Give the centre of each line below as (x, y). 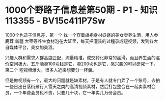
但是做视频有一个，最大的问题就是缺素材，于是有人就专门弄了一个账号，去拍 (82, 80)
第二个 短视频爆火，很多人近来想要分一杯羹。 (51, 70)
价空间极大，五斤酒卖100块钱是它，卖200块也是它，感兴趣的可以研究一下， (82, 64)
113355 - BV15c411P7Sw (55, 21)
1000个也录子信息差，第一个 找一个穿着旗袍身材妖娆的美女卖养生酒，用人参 (82, 35)
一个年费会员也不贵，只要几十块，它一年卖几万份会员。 (69, 92)
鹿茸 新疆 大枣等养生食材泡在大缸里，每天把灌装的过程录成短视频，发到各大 (82, 41)
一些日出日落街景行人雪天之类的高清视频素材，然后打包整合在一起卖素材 (78, 86)
